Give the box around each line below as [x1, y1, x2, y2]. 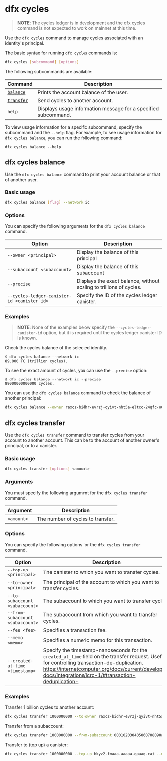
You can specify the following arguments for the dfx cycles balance [5, 223, 145, 229]
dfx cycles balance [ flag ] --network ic [5, 200, 90, 205]
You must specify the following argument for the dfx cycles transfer [5, 490, 148, 496]
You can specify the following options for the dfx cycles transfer [5, 541, 141, 547]
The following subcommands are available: [5, 68, 93, 74]
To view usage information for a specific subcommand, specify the [5, 124, 142, 130]
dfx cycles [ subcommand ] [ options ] [5, 59, 79, 64]
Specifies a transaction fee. [43, 627, 107, 634]
